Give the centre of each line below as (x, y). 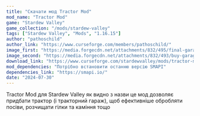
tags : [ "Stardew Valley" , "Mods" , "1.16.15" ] (63, 34)
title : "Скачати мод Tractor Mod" (49, 12)
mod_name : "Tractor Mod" (37, 17)
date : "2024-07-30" (30, 78)
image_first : (22, 50)
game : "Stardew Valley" (36, 22)
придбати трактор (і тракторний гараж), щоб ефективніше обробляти (94, 101)
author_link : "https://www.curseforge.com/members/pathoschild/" (89, 45)
